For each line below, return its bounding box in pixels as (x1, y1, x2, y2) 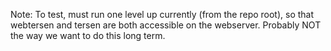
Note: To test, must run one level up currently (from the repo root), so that (10, 9, 315, 20)
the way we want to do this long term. (10, 30, 166, 41)
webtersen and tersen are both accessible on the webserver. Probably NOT (10, 19, 322, 31)
